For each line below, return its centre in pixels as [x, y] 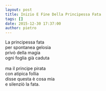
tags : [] [14, 19]
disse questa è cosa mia [30, 79]
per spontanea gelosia [28, 47]
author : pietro [21, 28]
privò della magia [23, 53]
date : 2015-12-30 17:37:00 [33, 23]
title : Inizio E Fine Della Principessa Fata [53, 14]
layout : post [19, 10]
